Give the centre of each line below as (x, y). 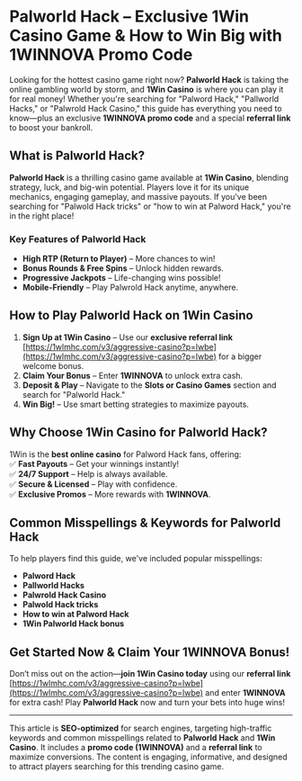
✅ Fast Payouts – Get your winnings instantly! (94, 463)
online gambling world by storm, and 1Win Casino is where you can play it (147, 89)
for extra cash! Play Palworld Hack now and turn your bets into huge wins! (147, 703)
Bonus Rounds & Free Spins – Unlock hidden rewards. (123, 268)
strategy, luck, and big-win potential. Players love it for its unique (129, 187)
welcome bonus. (53, 365)
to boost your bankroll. (51, 127)
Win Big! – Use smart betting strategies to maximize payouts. (136, 404)
